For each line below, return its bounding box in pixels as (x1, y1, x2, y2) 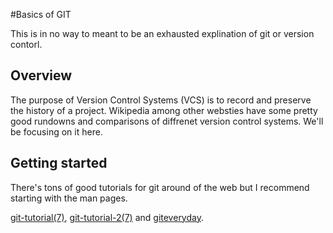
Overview (10, 67, 73, 84)
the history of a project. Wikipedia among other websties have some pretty (10, 104, 318, 116)
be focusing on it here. (10, 125, 103, 138)
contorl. (10, 39, 43, 50)
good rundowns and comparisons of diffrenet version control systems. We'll (10, 115, 324, 127)
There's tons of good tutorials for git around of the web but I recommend (10, 181, 310, 193)
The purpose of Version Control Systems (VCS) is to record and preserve (10, 94, 312, 106)
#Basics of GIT (10, 9, 72, 20)
